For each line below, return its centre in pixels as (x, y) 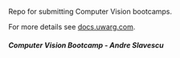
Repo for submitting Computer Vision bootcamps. (90, 12)
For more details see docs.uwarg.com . (72, 27)
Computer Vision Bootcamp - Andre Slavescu (86, 45)
